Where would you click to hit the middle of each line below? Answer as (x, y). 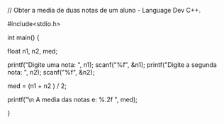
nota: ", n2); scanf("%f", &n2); (51, 72)
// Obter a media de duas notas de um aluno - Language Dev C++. (104, 10)
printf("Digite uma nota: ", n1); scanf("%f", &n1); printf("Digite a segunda (112, 65)
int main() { (24, 37)
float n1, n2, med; (33, 51)
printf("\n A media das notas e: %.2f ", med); (73, 99)
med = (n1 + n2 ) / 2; (37, 86)
